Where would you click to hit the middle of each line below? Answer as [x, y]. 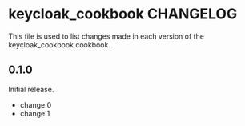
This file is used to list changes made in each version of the [106, 36]
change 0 [36, 104]
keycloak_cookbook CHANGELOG [123, 14]
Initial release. [31, 89]
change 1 [35, 113]
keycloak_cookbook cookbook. [59, 44]
